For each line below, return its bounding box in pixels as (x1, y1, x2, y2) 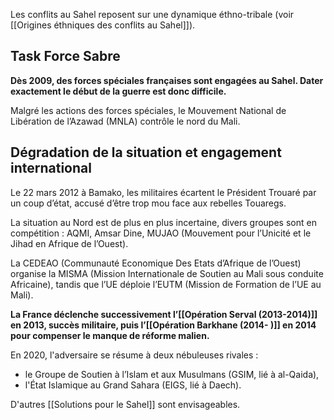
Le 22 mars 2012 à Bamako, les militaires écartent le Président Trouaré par (10, 186, 317, 198)
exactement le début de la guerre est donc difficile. (10, 85, 227, 97)
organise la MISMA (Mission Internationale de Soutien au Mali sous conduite (10, 267, 324, 279)
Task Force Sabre (10, 48, 121, 65)
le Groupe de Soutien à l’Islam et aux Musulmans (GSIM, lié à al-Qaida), (24, 368, 320, 380)
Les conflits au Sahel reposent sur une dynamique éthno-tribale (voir (10, 9, 295, 20)
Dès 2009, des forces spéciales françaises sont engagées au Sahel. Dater (10, 74, 324, 86)
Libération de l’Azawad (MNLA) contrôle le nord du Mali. (10, 115, 241, 127)
